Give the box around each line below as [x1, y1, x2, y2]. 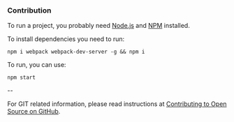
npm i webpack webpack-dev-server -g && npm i [7, 48, 145, 56]
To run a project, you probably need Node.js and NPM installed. [7, 22, 190, 30]
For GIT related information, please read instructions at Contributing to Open [7, 100, 227, 108]
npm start [7, 74, 36, 82]
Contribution [7, 6, 52, 15]
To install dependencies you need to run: [7, 35, 125, 43]
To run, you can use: [7, 61, 66, 69]
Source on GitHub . [7, 107, 61, 116]
